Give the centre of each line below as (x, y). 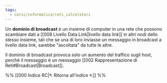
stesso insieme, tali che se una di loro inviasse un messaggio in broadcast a (83, 39)
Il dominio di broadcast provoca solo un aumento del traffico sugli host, (79, 55)
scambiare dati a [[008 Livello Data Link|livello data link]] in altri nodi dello (81, 34)
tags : (11, 10)
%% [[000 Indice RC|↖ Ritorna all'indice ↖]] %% (56, 75)
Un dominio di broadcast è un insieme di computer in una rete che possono (83, 29)
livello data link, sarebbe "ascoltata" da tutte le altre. (59, 45)
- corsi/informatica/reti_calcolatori (50, 15)
